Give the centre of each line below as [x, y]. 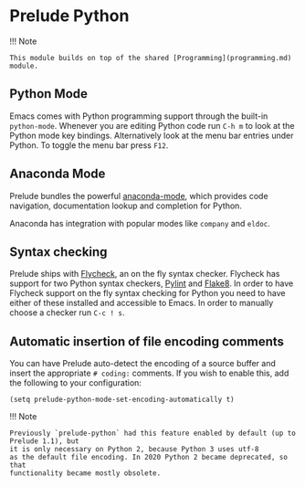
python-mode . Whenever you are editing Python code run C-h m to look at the [152, 125]
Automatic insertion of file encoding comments [147, 341]
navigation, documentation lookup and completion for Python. [126, 206]
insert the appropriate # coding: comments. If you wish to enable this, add [149, 373]
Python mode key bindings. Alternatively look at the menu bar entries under [152, 135]
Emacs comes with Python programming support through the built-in [139, 116]
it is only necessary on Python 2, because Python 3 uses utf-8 [134, 450]
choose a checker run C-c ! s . [67, 312]
